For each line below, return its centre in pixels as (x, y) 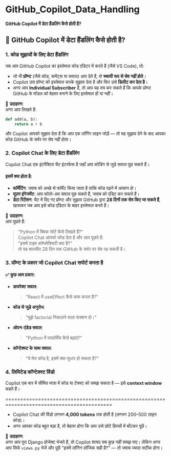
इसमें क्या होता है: (19, 176)
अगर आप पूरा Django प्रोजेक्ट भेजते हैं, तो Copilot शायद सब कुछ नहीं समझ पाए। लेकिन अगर (83, 442)
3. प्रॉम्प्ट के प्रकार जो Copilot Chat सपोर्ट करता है (54, 263)
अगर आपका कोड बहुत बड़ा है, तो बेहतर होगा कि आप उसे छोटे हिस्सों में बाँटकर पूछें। (80, 426)
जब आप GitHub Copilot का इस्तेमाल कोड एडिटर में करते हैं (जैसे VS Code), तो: (75, 66)
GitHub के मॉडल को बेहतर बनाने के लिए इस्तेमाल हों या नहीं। (63, 93)
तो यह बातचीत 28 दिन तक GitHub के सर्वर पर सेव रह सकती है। (72, 249)
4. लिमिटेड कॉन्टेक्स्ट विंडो (30, 372)
